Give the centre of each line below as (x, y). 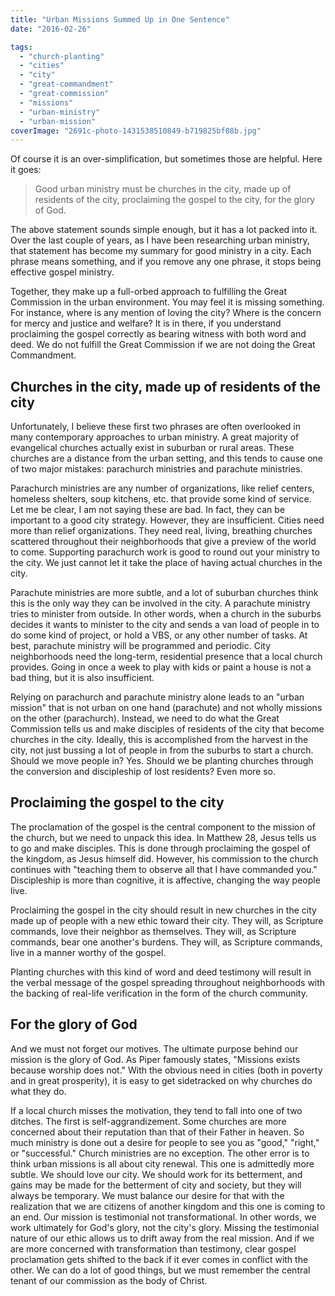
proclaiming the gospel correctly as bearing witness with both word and (158, 334)
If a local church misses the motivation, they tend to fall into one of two (156, 1110)
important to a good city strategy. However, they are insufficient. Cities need (167, 520)
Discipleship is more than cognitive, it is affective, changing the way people (165, 880)
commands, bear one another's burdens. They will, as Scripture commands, (166, 942)
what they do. (38, 1091)
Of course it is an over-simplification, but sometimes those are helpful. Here (166, 159)
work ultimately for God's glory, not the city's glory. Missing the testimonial (165, 1227)
